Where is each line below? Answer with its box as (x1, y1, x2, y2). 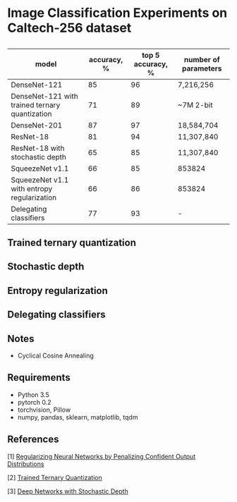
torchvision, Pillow (17, 405, 71, 414)
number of (183, 54, 220, 64)
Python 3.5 (17, 390, 49, 399)
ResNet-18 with (11, 143, 65, 153)
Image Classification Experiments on (7, 5, 228, 21)
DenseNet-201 (11, 120, 63, 130)
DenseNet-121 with (11, 91, 79, 101)
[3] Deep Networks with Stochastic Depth (7, 486, 128, 495)
